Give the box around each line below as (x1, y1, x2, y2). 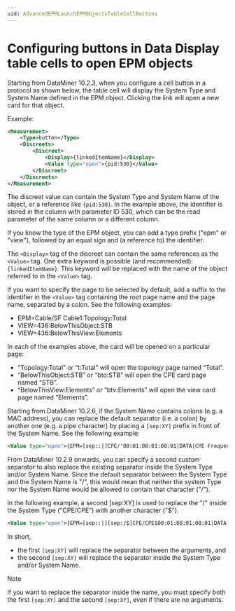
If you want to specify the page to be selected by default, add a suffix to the (7, 285, 226, 294)
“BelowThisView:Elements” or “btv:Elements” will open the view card (17, 386, 215, 394)
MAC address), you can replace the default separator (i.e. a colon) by (7, 414, 207, 423)
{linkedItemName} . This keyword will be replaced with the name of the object (7, 264, 228, 273)
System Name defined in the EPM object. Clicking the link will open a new (7, 93, 220, 102)
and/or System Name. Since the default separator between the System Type (7, 470, 227, 479)
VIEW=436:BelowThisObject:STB (17, 322, 113, 330)
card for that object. (7, 101, 65, 109)
